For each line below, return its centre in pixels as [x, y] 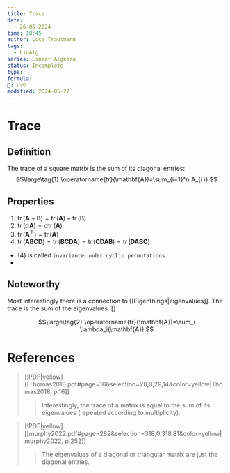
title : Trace [26, 14]
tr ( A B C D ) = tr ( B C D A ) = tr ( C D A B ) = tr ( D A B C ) [84, 241]
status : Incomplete [35, 66]
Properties [31, 201]
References [41, 358]
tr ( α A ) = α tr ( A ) [40, 225]
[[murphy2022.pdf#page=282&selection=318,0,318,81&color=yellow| [123, 434]
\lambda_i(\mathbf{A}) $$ [117, 329]
